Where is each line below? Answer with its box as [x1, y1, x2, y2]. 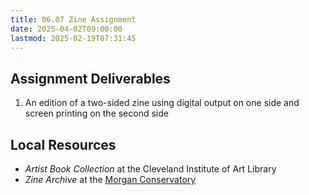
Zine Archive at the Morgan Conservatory [24, 174, 197, 185]
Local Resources [10, 136, 117, 153]
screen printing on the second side [24, 107, 169, 120]
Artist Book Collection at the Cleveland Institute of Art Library [24, 163, 277, 175]
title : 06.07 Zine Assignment [10, 14, 137, 25]
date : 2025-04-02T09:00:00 [10, 24, 123, 34]
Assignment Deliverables [10, 70, 171, 87]
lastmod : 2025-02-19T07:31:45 [10, 33, 137, 43]
